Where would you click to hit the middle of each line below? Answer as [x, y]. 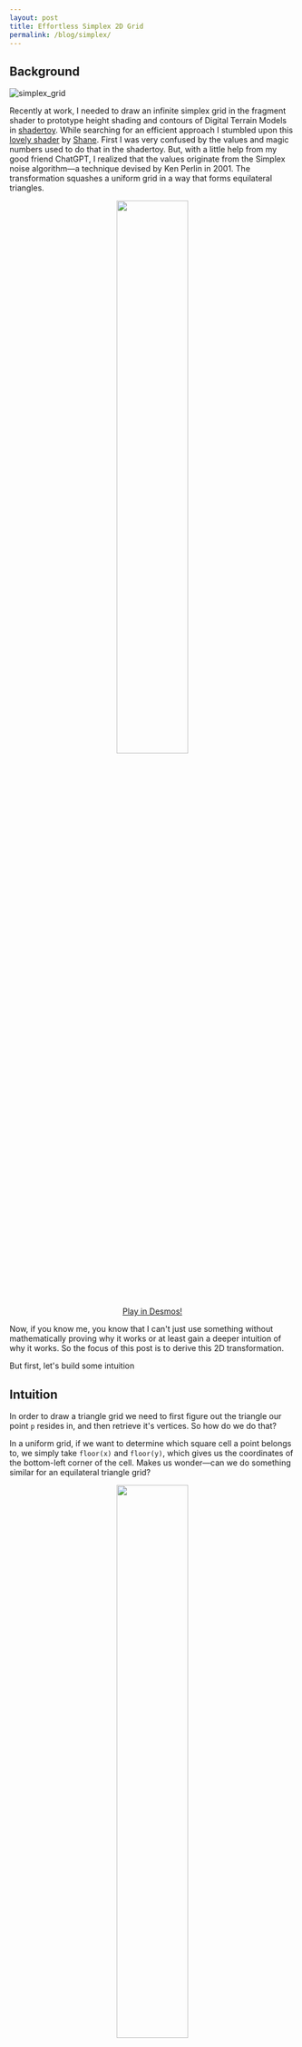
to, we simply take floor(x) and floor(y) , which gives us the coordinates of [151, 1453]
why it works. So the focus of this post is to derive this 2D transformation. [147, 1348]
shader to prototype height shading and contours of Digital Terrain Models [148, 121]
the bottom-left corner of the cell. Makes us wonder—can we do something [151, 1463]
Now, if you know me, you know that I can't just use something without [141, 1329]
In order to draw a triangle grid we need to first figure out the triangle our [146, 1416]
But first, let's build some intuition [72, 1366]
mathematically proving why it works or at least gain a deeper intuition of [146, 1338]
